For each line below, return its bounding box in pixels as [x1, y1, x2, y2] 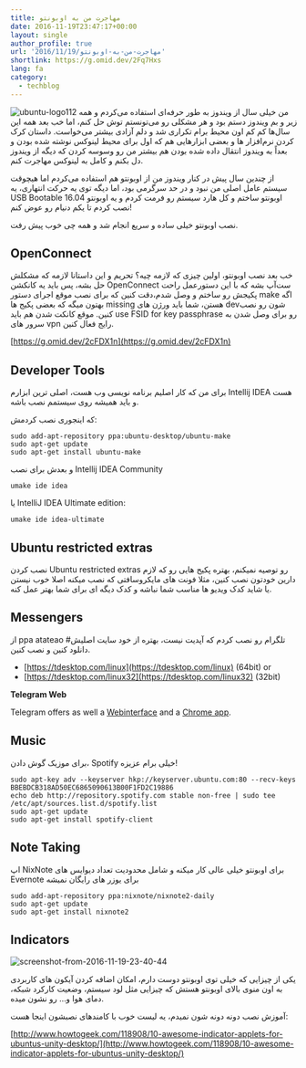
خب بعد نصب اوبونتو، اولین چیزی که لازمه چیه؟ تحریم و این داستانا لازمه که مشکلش [10, 270, 293, 281]
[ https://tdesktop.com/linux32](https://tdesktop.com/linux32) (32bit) [23, 671, 281, 682]
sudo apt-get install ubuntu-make [10, 448, 142, 457]
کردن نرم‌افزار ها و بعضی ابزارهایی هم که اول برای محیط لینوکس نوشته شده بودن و [10, 135, 294, 146]
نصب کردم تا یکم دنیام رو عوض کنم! [10, 202, 133, 213]
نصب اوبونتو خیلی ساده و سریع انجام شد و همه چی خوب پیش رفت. [10, 219, 239, 230]
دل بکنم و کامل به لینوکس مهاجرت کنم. [10, 154, 144, 165]
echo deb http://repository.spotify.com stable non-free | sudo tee [10, 791, 276, 800]
